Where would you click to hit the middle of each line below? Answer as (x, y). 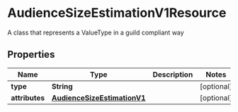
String (62, 86)
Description (173, 74)
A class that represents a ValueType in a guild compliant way (96, 32)
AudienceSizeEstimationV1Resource (117, 13)
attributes (28, 98)
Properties (31, 55)
